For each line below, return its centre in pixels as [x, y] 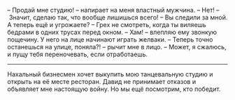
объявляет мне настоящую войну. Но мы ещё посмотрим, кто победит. [114, 89]
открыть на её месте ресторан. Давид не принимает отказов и [102, 82]
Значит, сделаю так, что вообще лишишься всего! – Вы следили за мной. [118, 17]
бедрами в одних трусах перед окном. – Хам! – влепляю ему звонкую [112, 32]
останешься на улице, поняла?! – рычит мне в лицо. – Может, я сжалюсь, [117, 47]
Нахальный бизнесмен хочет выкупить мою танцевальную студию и [110, 74]
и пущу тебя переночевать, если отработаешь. [78, 54]
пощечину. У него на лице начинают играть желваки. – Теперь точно [110, 40]
